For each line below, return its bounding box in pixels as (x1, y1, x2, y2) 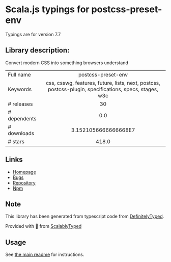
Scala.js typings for (5, 4, 90, 15)
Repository (12, 179, 36, 186)
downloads (8, 129, 35, 137)
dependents (8, 115, 37, 122)
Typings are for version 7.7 (5, 31, 61, 37)
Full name (8, 71, 32, 78)
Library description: (5, 46, 70, 55)
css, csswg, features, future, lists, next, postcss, (45, 79, 160, 86)
